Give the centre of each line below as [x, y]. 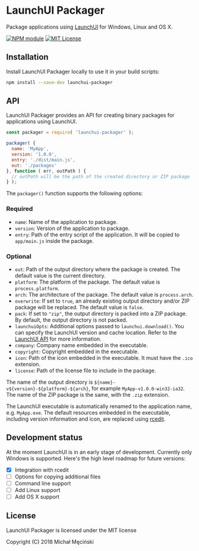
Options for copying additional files [58, 477]
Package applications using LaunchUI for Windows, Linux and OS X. [90, 27]
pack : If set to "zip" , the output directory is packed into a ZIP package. [101, 313]
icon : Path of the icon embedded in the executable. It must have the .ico [104, 357]
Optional [19, 256]
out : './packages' [34, 165]
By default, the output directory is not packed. [71, 320]
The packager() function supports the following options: [75, 194]
